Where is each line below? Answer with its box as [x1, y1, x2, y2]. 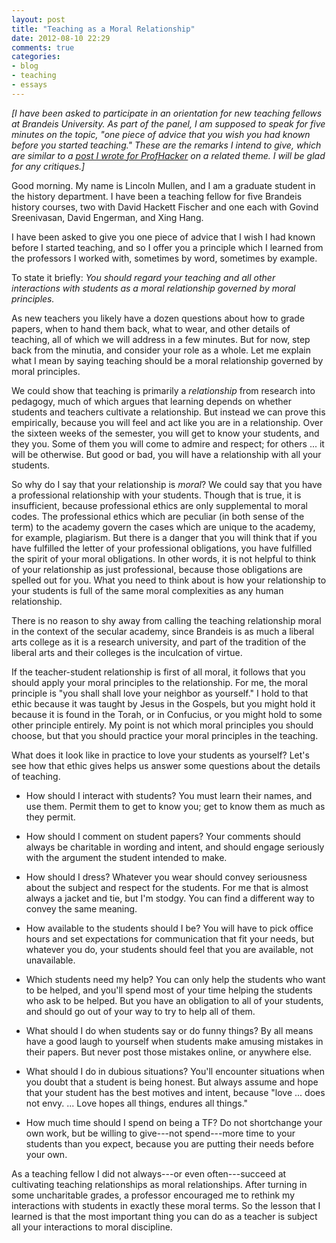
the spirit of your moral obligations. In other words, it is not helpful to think [11, 552, 317, 565]
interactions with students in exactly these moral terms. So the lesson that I [11, 1199, 321, 1211]
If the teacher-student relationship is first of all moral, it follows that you [11, 666, 306, 678]
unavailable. [25, 954, 76, 966]
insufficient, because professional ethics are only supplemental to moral [11, 499, 308, 511]
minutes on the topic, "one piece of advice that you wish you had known [11, 128, 311, 140]
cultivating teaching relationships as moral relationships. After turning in [11, 1178, 308, 1190]
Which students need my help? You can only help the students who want [25, 973, 326, 985]
